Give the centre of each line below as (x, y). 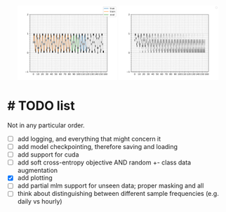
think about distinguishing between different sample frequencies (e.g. (118, 194)
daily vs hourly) (40, 202)
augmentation (38, 171)
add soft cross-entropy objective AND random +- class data (104, 162)
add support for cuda (48, 155)
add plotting (35, 178)
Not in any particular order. (46, 125)
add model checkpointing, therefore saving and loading (97, 147)
